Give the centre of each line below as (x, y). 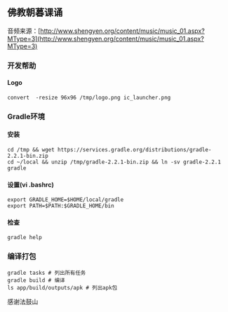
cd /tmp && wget (31, 150)
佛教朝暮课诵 (35, 13)
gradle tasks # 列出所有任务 (47, 273)
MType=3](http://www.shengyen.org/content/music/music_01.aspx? (106, 39)
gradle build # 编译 (36, 280)
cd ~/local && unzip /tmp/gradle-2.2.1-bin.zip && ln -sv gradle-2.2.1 (114, 162)
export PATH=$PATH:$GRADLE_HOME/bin (61, 206)
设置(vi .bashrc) (31, 184)
